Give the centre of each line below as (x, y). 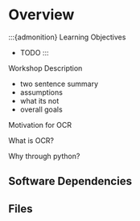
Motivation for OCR (40, 125)
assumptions (41, 92)
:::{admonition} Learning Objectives (67, 37)
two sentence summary (59, 84)
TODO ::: (34, 52)
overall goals (41, 109)
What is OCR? (31, 140)
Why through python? (44, 156)
